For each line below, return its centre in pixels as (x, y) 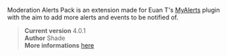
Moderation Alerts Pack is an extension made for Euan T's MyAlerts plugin (114, 10)
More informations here (59, 45)
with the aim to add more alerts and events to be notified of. (93, 17)
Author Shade (45, 38)
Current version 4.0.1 (55, 31)
